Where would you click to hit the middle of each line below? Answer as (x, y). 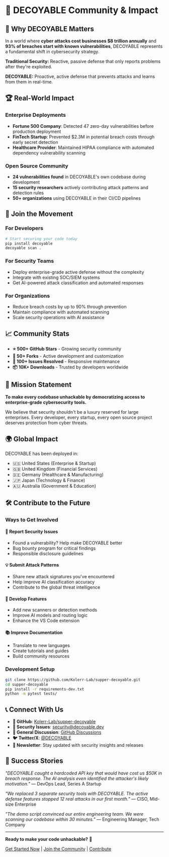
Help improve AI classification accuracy (54, 582)
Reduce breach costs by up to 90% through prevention (69, 306)
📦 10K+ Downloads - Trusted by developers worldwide (70, 367)
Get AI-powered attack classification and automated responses (78, 283)
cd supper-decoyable (27, 684)
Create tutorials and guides (40, 651)
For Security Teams (30, 261)
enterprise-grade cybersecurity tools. (46, 402)
